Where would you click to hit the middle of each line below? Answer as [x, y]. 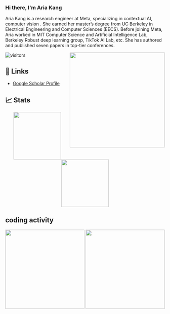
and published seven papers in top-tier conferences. [60, 46]
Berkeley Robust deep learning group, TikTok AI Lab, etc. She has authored [83, 40]
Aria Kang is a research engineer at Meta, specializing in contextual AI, [79, 19]
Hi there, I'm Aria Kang [34, 8]
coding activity [30, 220]
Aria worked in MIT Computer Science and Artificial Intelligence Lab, [77, 35]
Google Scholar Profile [36, 84]
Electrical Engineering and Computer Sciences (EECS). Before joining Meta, [84, 29]
